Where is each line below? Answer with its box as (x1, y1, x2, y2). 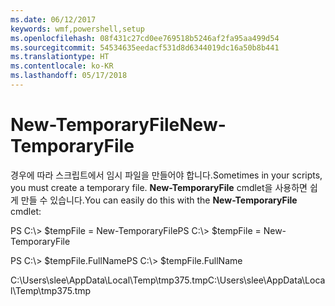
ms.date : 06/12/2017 (10, 14, 97, 25)
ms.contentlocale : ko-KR (10, 61, 114, 71)
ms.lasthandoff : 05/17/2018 (10, 71, 128, 81)
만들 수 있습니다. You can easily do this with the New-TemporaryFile (20, 194, 298, 206)
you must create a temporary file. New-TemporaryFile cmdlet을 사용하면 (10, 181, 308, 193)
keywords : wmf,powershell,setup (10, 24, 145, 34)
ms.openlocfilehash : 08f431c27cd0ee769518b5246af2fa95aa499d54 (10, 33, 280, 43)
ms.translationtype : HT (10, 52, 110, 62)
